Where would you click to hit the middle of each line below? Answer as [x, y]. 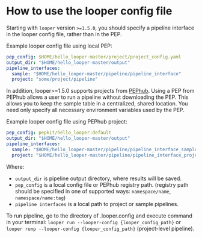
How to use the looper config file [89, 11]
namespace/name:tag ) [40, 198]
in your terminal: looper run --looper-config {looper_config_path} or [94, 222]
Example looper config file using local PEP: [59, 46]
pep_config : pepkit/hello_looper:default [59, 133]
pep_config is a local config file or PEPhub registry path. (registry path [102, 184]
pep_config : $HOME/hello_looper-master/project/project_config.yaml [94, 57]
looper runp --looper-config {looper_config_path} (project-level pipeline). [100, 228]
